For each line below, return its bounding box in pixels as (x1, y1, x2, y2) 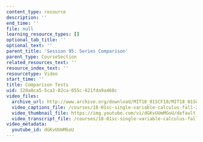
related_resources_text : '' (6, 59, 77, 65)
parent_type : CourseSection (6, 54, 77, 60)
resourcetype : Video (6, 71, 59, 77)
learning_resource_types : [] (6, 31, 80, 37)
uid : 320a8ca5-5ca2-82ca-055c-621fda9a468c (6, 88, 118, 94)
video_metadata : (6, 121, 47, 127)
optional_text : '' (6, 43, 53, 49)
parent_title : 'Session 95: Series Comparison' (6, 48, 129, 54)
